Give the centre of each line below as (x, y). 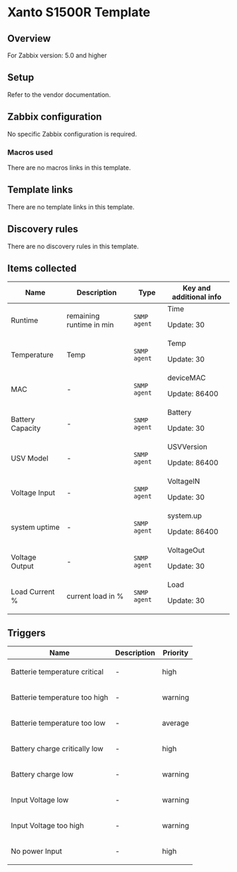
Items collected (42, 268)
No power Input (36, 851)
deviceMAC (186, 378)
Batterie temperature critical (57, 672)
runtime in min (90, 325)
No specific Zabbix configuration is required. (72, 134)
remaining (83, 316)
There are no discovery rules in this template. (73, 246)
